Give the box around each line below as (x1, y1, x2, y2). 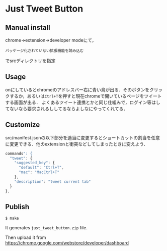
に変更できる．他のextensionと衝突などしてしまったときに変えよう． (5, 141, 148, 147)
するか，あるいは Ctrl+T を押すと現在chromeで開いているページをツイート (9, 93, 162, 99)
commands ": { (5, 151, 33, 156)
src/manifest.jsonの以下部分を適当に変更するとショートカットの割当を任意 (5, 134, 160, 140)
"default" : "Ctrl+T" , (18, 165, 64, 170)
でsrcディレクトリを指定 (5, 58, 56, 64)
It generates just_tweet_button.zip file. (5, 225, 88, 231)
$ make (5, 216, 19, 221)
